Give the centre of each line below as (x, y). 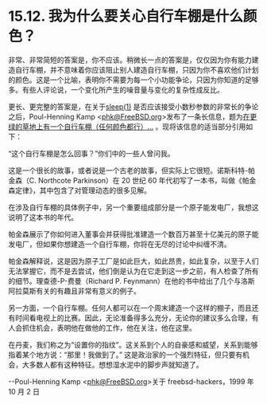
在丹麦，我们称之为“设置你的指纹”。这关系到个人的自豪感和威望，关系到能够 (133, 344)
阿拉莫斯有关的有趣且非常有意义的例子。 (74, 291)
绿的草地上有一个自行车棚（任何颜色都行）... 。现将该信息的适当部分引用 (127, 126)
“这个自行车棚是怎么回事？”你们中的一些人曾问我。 (91, 153)
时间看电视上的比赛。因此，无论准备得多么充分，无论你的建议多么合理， (133, 318)
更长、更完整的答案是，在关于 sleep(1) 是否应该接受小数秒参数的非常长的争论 (133, 106)
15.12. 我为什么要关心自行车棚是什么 (126, 16)
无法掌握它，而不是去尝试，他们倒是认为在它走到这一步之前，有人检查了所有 (133, 271)
